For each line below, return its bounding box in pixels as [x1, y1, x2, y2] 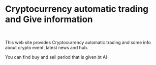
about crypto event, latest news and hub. [5, 44, 89, 50]
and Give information [5, 14, 93, 25]
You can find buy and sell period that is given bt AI [5, 54, 107, 60]
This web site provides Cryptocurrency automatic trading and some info [5, 39, 151, 45]
